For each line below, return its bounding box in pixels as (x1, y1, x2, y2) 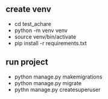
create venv (5, 4, 52, 14)
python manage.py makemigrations (14, 73, 103, 80)
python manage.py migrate (14, 79, 82, 86)
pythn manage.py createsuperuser (14, 86, 101, 93)
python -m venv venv (14, 27, 68, 34)
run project (5, 57, 49, 68)
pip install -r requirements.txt (14, 39, 87, 46)
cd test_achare (14, 20, 52, 27)
